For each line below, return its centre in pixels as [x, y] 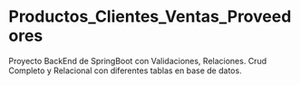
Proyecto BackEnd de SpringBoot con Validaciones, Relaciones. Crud [138, 61]
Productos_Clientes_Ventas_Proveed [150, 17]
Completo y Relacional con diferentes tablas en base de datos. [125, 71]
